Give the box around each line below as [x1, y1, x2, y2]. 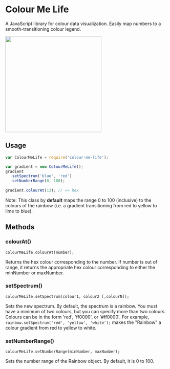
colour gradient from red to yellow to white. [5, 324, 97, 331]
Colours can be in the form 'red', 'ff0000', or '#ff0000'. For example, [5, 314, 150, 320]
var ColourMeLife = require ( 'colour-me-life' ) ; [5, 155, 109, 160]
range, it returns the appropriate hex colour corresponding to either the [5, 264, 155, 270]
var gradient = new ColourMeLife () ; [5, 164, 83, 169]
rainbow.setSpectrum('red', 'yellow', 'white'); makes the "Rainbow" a [5, 319, 161, 325]
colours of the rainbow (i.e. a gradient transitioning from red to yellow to [5, 202, 157, 208]
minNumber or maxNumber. [5, 270, 64, 276]
